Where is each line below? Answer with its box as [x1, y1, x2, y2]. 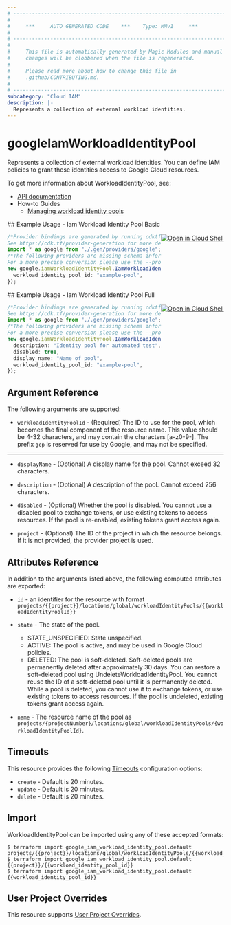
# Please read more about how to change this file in [7, 67, 177, 74]
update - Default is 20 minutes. [16, 785, 104, 793]
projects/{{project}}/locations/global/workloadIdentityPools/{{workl [16, 602, 224, 609]
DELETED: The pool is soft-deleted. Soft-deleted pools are [27, 656, 192, 664]
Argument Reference [7, 386, 99, 399]
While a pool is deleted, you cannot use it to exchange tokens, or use [27, 684, 223, 693]
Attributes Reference [7, 556, 99, 568]
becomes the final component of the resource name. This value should [16, 425, 218, 434]
